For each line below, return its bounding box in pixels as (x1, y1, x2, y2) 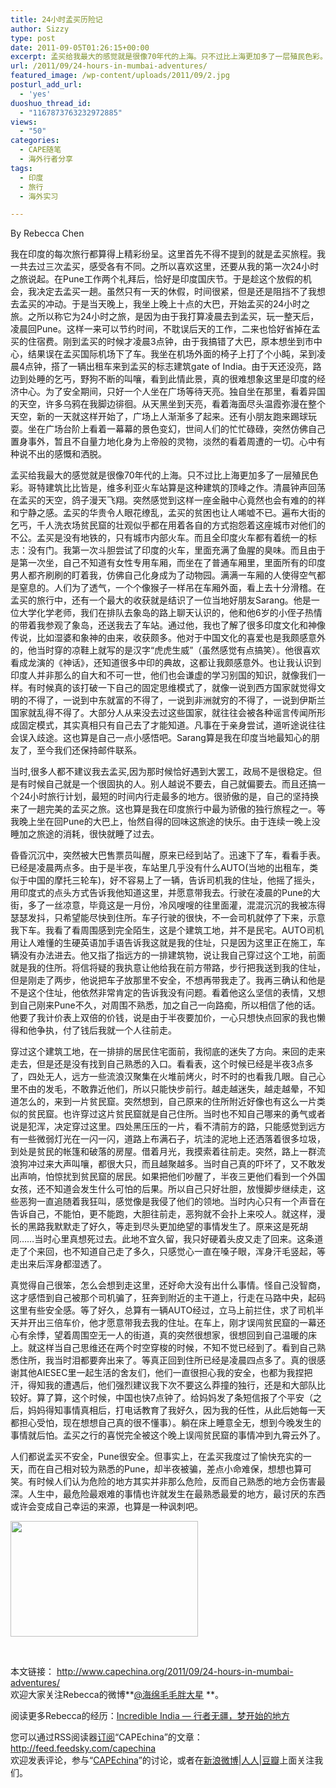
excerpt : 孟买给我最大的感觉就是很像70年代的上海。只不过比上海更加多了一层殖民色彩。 (10, 52, 328, 62)
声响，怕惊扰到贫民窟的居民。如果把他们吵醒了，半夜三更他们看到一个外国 (18, 1171, 326, 1183)
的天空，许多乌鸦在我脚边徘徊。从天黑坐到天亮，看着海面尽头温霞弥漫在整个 (10, 398, 326, 410)
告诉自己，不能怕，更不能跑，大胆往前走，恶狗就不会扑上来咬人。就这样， (10, 1208, 317, 1220)
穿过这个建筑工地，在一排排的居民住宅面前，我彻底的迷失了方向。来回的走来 (10, 1046, 326, 1058)
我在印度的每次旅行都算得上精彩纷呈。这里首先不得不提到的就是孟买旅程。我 (10, 248, 326, 260)
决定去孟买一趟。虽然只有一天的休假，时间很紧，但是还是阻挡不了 (36, 286, 308, 298)
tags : (10, 163, 33, 173)
